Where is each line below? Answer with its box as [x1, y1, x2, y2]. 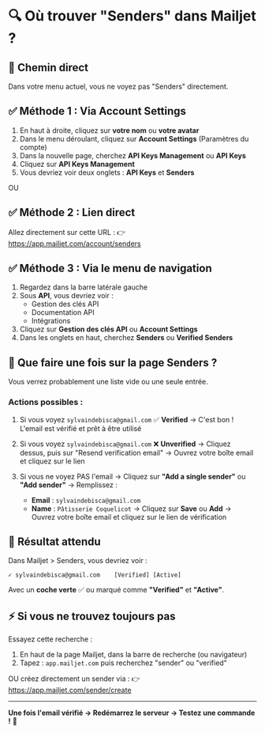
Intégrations [31, 316, 71, 326]
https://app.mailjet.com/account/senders [8, 239, 141, 248]
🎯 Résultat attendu [8, 535, 101, 548]
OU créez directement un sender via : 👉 [8, 674, 140, 683]
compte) [19, 142, 47, 152]
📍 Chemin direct [8, 61, 89, 74]
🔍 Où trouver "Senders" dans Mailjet [8, 7, 256, 25]
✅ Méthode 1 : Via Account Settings [8, 104, 187, 118]
